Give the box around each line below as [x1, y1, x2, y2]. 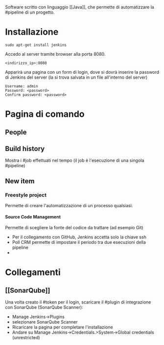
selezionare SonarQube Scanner [12, 319, 78, 325]
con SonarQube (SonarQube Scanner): [5, 304, 83, 310]
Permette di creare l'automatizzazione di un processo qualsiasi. [5, 203, 133, 209]
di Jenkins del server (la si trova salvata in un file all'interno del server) [5, 74, 148, 80]
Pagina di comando [5, 108, 85, 120]
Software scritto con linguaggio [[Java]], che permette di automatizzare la [5, 4, 154, 10]
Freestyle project [5, 192, 47, 198]
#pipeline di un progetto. [5, 9, 55, 15]
